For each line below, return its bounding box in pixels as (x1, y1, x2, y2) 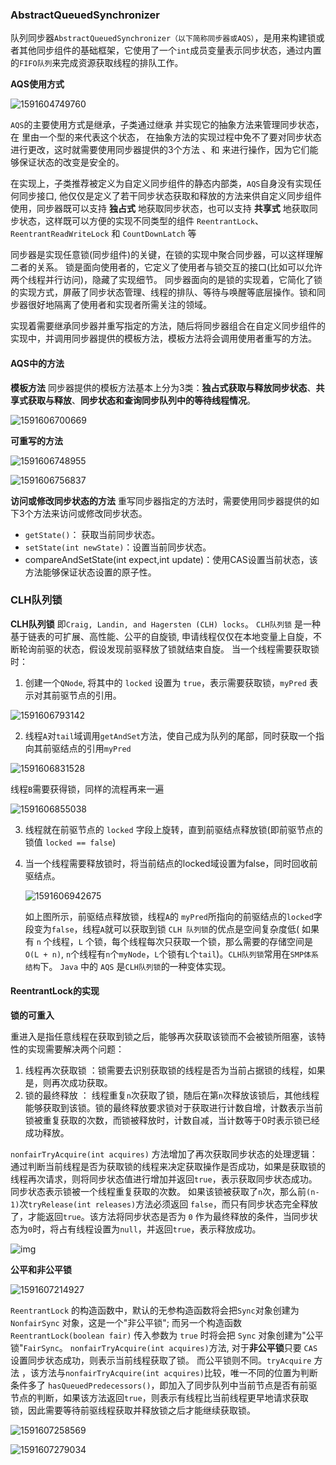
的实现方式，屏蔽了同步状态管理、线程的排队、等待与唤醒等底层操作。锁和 (10, 286, 317, 298)
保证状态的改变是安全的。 (18, 156, 125, 168)
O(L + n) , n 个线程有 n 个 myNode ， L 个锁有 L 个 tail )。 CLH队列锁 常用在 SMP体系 (24, 948, 319, 960)
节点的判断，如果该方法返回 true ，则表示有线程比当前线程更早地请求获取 (10, 1392, 309, 1403)
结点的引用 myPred (59, 742, 132, 754)
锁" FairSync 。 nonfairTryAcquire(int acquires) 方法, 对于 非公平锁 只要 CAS (10, 1342, 318, 1353)
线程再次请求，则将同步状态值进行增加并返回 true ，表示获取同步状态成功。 (10, 1173, 318, 1185)
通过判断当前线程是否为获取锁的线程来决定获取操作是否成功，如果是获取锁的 (10, 1161, 326, 1172)
